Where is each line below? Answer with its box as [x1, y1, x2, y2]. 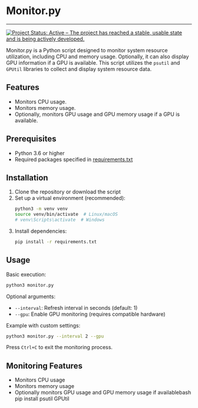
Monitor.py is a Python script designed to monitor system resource [6, 46, 168, 53]
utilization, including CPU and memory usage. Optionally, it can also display [6, 53, 189, 60]
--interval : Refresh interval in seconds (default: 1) [14, 304, 138, 311]
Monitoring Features [6, 360, 82, 371]
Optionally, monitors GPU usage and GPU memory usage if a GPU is [14, 111, 180, 118]
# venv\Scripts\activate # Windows [14, 217, 105, 223]
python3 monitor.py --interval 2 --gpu [6, 333, 104, 339]
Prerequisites [6, 134, 57, 144]
